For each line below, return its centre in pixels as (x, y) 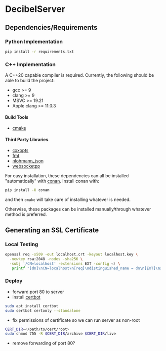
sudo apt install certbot (32, 306)
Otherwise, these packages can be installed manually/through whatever (78, 209)
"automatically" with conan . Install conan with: (52, 181)
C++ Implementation (30, 64)
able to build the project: (30, 81)
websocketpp (26, 166)
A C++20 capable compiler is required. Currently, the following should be (80, 75)
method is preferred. (26, 214)
